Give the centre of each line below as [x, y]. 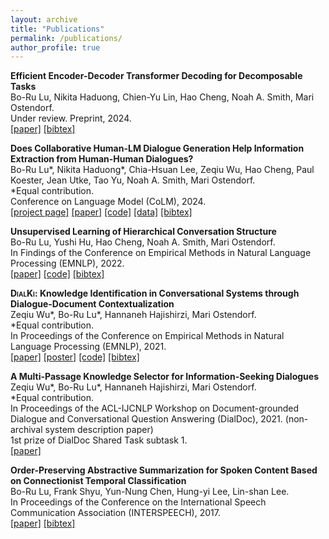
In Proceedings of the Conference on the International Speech [138, 502]
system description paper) [99, 430]
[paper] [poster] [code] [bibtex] [75, 357]
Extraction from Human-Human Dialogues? [102, 159]
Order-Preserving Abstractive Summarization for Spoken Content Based [164, 470]
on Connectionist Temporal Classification [98, 481]
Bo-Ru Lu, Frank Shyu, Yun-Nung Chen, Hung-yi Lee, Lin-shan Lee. [150, 492]
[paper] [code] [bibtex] [57, 274]
